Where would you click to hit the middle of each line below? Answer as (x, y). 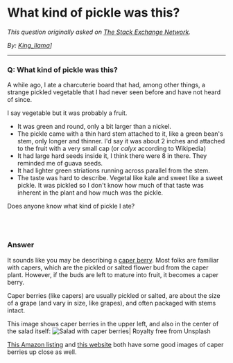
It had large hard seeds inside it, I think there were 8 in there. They (112, 156)
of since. (20, 100)
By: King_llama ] (30, 45)
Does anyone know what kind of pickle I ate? (71, 206)
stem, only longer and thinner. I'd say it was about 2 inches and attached (121, 141)
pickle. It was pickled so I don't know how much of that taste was (111, 186)
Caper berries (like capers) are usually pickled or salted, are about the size (114, 295)
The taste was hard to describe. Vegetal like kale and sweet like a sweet (120, 178)
